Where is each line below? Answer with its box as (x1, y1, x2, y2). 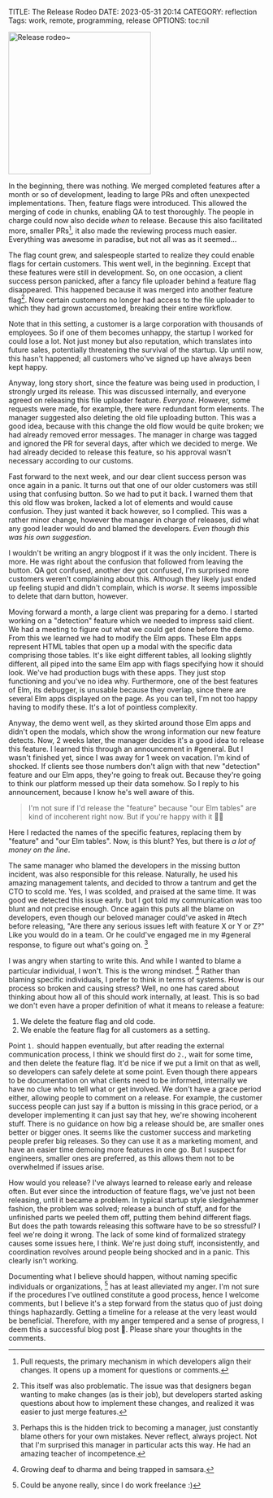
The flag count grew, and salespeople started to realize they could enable (8, 250, 255, 260)
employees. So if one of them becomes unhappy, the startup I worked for (8, 327, 253, 337)
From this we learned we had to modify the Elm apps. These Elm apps (8, 633, 242, 643)
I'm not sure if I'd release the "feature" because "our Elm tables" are (28, 803, 257, 813)
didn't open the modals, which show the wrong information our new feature (8, 727, 262, 736)
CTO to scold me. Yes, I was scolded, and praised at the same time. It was (8, 887, 257, 897)
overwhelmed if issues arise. (8, 1162, 105, 1171)
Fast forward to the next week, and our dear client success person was (8, 472, 247, 481)
